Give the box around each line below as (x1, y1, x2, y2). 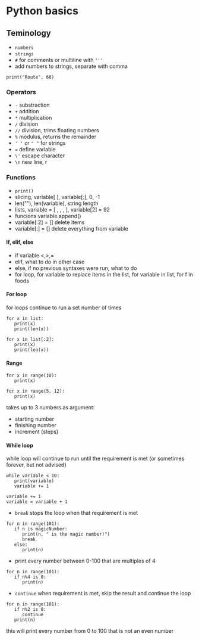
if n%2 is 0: (14, 607, 46, 613)
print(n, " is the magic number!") (21, 532, 110, 538)
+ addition (14, 108, 39, 115)
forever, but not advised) (6, 461, 67, 468)
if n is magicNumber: (14, 526, 68, 532)
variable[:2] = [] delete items (14, 219, 85, 226)
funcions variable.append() (14, 212, 81, 219)
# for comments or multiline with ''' (14, 57, 103, 63)
